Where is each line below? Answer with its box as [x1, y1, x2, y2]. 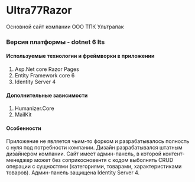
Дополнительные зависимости [6, 92, 88, 99]
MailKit [14, 111, 32, 118]
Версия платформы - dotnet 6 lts [6, 38, 105, 46]
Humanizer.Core [14, 105, 54, 112]
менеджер [6, 157, 33, 164]
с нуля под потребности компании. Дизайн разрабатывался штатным [6, 144, 183, 151]
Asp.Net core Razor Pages [14, 66, 80, 73]
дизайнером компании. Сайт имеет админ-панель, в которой [6, 150, 161, 157]
